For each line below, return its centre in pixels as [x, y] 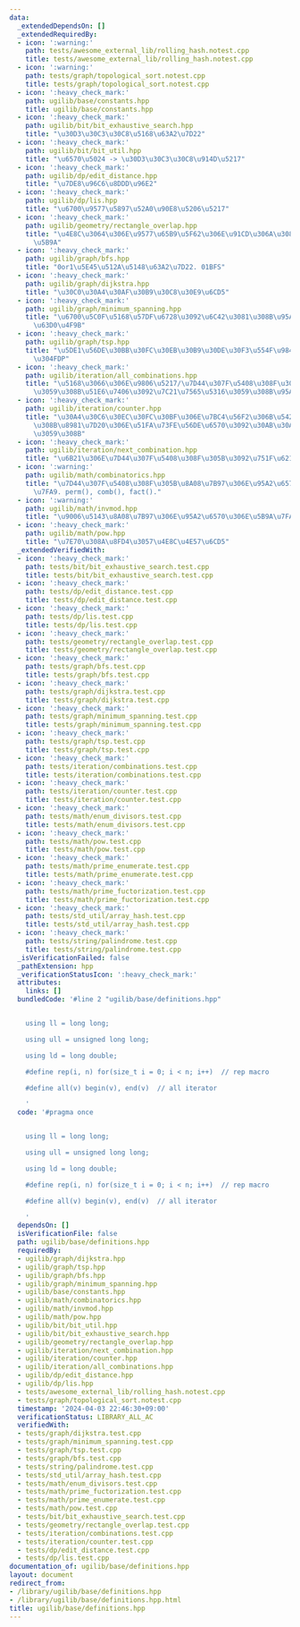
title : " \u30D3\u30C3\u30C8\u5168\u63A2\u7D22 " [115, 134]
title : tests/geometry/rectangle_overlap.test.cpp [121, 650]
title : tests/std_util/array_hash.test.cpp [108, 924]
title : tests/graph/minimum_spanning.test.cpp [113, 725]
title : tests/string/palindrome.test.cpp [103, 950]
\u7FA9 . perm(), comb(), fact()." [97, 492]
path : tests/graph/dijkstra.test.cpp [96, 691]
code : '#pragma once [55, 1112]
